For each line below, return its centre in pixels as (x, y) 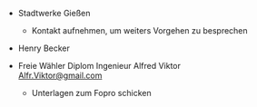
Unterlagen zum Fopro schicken (91, 93)
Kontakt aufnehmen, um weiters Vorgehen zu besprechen (139, 30)
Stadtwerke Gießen (54, 13)
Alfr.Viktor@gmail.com (60, 75)
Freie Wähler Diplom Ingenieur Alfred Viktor (99, 66)
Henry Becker (44, 48)
